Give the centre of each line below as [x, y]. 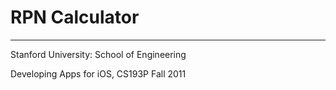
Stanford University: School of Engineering [98, 54]
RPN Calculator [75, 17]
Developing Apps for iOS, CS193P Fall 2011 [98, 73]
